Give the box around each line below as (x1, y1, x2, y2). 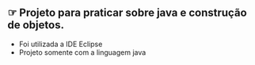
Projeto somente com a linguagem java (18, 47, 147, 57)
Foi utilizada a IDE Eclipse (18, 39, 103, 49)
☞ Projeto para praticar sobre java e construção (7, 6, 247, 20)
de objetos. (7, 19, 65, 32)
